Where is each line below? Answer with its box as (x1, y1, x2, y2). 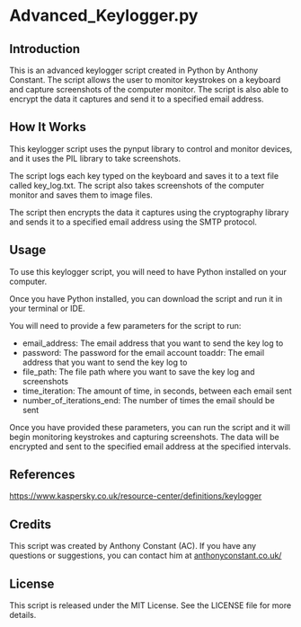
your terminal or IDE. (9, 303, 85, 313)
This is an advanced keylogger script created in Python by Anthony (9, 65, 259, 75)
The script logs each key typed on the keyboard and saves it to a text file (9, 170, 279, 181)
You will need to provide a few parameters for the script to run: (9, 320, 242, 331)
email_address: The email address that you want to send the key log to (22, 338, 284, 349)
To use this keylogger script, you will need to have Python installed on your (9, 266, 288, 277)
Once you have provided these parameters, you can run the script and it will (9, 421, 290, 432)
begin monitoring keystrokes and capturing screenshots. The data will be (9, 431, 280, 442)
